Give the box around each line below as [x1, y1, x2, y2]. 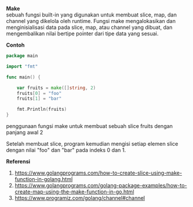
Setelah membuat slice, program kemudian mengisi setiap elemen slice [6, 140, 178, 147]
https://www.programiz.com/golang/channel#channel [14, 195, 145, 201]
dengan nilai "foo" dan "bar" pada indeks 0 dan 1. [6, 147, 127, 153]
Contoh [6, 41, 25, 48]
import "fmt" [6, 63, 38, 70]
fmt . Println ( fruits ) [16, 106, 67, 113]
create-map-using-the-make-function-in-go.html [14, 188, 134, 195]
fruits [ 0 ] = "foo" [16, 90, 62, 96]
